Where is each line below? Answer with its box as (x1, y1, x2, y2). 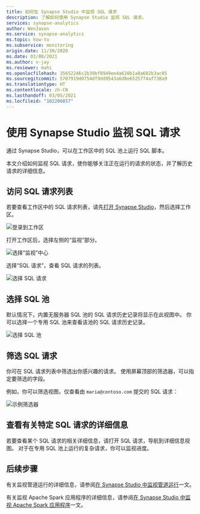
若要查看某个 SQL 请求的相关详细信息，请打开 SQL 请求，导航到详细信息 (6, 437, 185, 444)
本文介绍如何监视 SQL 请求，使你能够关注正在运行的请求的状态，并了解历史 (6, 160, 193, 167)
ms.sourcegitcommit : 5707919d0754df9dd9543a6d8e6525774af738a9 (6, 76, 168, 82)
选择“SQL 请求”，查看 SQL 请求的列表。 (6, 262, 105, 269)
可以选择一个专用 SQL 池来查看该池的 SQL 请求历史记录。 (6, 319, 149, 326)
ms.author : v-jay (6, 59, 50, 65)
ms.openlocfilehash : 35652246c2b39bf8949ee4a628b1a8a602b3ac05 (6, 70, 168, 76)
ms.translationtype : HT (6, 82, 66, 88)
